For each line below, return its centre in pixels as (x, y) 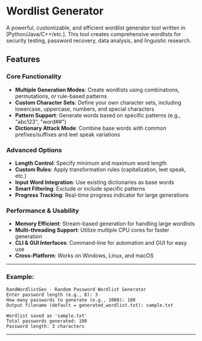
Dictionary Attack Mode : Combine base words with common (90, 128)
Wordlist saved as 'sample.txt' (47, 316)
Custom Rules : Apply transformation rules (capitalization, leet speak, (100, 169)
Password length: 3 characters (45, 326)
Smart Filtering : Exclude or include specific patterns (80, 188)
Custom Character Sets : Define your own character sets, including (98, 102)
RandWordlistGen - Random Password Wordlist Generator (76, 289)
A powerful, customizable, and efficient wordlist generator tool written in (96, 28)
